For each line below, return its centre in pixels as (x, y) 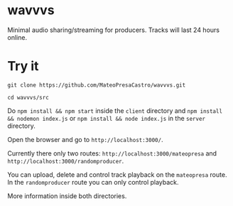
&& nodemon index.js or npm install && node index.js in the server (107, 118)
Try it (23, 66)
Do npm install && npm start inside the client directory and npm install (115, 110)
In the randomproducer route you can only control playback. (93, 182)
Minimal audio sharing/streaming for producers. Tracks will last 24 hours (114, 30)
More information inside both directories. (67, 196)
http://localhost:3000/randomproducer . (66, 161)
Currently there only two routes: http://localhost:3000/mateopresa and (112, 153)
